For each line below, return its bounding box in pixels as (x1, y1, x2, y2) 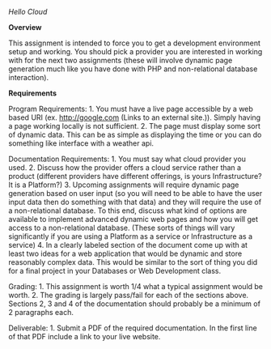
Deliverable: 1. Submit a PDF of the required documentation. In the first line (8, 323, 257, 333)
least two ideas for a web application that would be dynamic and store (8, 249, 243, 258)
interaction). (8, 73, 49, 82)
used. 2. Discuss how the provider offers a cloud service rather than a (8, 163, 241, 172)
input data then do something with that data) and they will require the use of (8, 198, 261, 206)
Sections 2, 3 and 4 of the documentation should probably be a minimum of (8, 299, 261, 309)
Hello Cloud (8, 7, 48, 16)
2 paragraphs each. (8, 308, 74, 317)
